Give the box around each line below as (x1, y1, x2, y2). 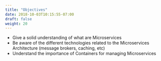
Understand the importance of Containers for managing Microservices (12, 51, 157, 57)
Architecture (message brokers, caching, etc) (12, 45, 105, 51)
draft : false (5, 16, 32, 21)
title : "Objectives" (5, 7, 48, 12)
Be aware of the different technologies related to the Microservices (12, 40, 150, 46)
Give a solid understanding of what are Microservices (12, 35, 122, 41)
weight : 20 (5, 21, 28, 26)
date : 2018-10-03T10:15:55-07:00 (5, 12, 74, 17)
